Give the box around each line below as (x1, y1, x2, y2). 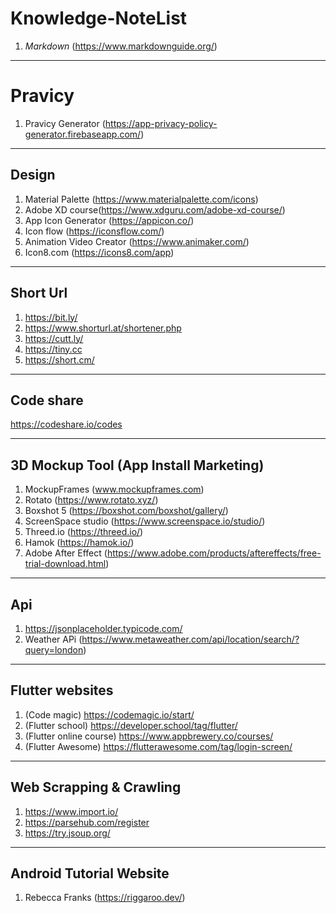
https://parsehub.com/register (24, 816, 150, 828)
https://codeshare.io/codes (10, 418, 123, 431)
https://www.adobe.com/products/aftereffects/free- (106, 547, 322, 559)
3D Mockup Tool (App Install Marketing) (10, 457, 265, 474)
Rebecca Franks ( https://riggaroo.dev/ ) (24, 892, 186, 904)
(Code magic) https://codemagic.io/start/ (24, 708, 195, 721)
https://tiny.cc (24, 343, 83, 355)
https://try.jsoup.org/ (24, 827, 111, 839)
